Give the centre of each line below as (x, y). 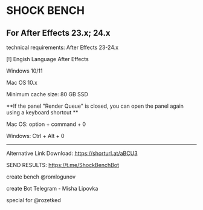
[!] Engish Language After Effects (47, 59)
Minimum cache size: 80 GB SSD (47, 94)
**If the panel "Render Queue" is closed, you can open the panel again (95, 106)
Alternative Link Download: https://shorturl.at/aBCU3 (72, 153)
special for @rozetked (34, 200)
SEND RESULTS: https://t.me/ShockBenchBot (63, 165)
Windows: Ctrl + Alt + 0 (35, 136)
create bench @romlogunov (41, 177)
